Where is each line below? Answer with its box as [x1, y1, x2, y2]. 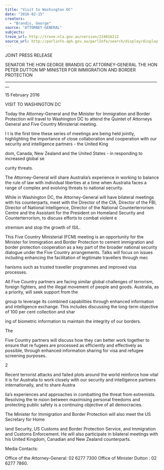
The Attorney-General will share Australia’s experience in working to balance [5, 174, 159, 180]
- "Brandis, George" [9, 20, 51, 26]
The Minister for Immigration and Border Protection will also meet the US [5, 411, 151, 417]
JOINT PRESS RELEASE [5, 52, 53, 58]
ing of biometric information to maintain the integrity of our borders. [5, 318, 142, 324]
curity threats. [5, 165, 33, 171]
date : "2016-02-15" [5, 12, 45, 17]
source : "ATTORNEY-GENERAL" [5, 25, 62, 30]
